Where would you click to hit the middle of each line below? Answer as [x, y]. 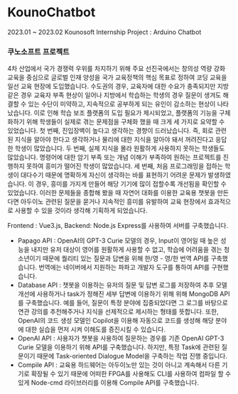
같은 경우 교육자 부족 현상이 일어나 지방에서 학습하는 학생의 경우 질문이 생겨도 [114, 95]
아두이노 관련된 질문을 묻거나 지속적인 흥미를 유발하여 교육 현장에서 [113, 202]
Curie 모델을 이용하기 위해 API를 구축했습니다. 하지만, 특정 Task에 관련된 [119, 347]
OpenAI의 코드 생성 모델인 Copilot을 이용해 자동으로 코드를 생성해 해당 [116, 321]
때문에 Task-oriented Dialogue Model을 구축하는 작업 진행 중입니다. [132, 356]
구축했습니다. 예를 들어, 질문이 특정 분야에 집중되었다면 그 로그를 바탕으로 [127, 303]
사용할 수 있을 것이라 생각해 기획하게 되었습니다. [81, 211]
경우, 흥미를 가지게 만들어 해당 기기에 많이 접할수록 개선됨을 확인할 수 [131, 184]
